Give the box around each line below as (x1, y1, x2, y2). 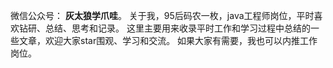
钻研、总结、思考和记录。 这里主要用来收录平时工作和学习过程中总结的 (18, 22, 311, 34)
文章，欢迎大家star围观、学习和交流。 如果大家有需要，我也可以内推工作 (18, 35, 318, 46)
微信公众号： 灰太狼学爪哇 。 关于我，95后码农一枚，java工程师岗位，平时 (10, 10, 315, 21)
